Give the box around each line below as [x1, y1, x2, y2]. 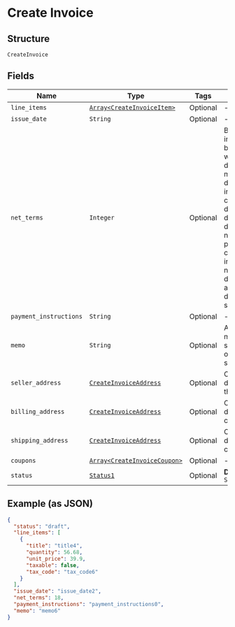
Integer [89, 213, 115, 222]
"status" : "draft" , [13, 523, 71, 530]
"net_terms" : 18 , [13, 594, 64, 602]
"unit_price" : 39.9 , [25, 555, 86, 562]
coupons [10, 456, 36, 464]
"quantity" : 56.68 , [25, 549, 83, 556]
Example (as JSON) [7, 498, 93, 510]
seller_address [10, 379, 62, 387]
